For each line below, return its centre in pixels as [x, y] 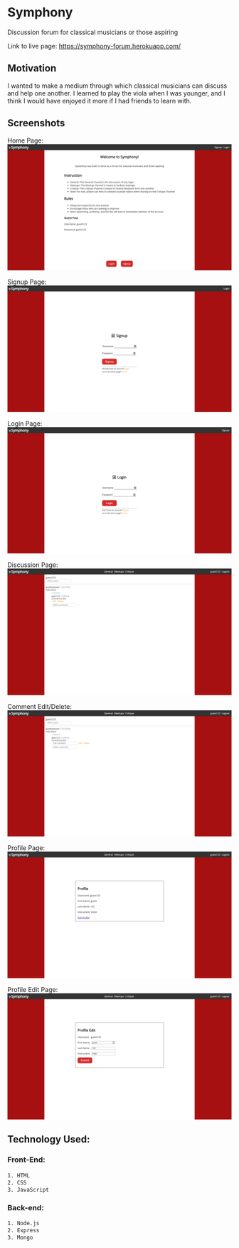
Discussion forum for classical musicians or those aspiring [93, 32]
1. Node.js [23, 1224]
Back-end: [26, 1207]
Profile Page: [26, 848]
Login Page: [25, 423]
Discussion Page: [33, 565]
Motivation [32, 68]
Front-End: [27, 1160]
